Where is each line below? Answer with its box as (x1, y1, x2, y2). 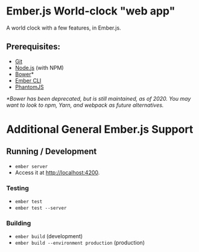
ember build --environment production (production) (14, 239, 145, 247)
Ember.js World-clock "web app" (6, 4, 175, 18)
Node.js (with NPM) (14, 64, 65, 71)
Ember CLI (14, 77, 42, 84)
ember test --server (14, 205, 67, 212)
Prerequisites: (6, 42, 60, 52)
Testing (6, 184, 29, 192)
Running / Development (6, 146, 97, 157)
